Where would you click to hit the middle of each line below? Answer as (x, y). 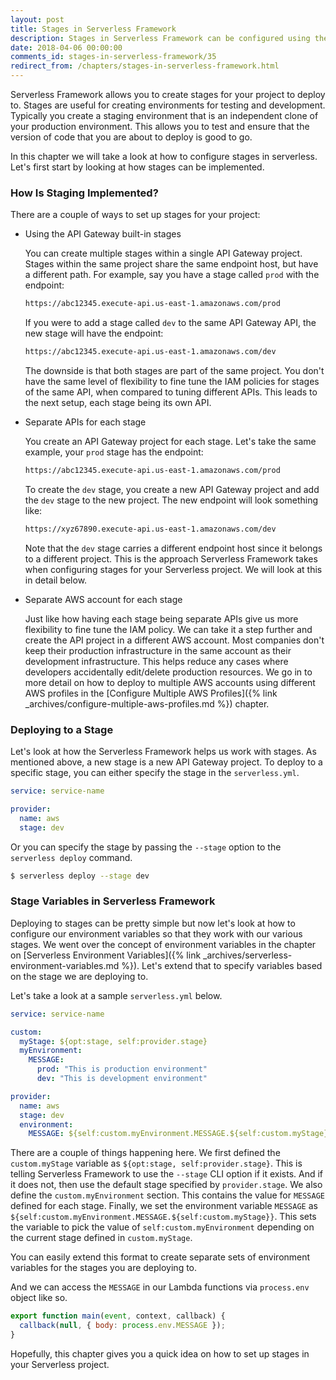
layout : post (37, 19)
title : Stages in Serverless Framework (93, 29)
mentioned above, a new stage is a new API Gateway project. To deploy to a (166, 762)
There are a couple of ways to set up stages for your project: (135, 215)
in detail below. (56, 580)
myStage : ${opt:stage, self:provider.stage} (113, 1041)
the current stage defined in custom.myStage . (101, 1238)
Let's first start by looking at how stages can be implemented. (137, 167)
